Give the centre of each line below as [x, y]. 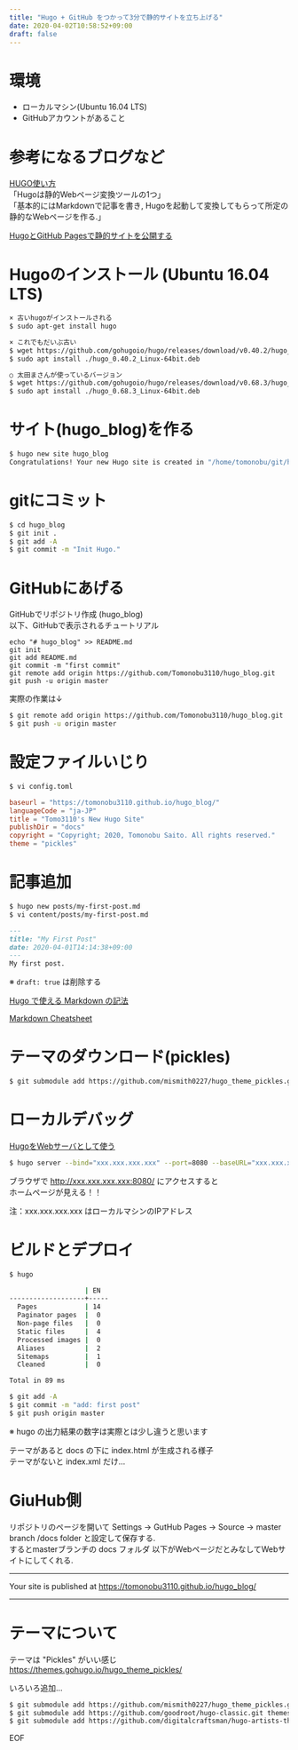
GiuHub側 [46, 1500]
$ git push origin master [57, 1413]
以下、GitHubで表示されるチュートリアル [84, 625]
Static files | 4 [59, 1332]
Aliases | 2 [59, 1348]
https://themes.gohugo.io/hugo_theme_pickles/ [96, 1669]
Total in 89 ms [37, 1381]
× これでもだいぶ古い [43, 342]
